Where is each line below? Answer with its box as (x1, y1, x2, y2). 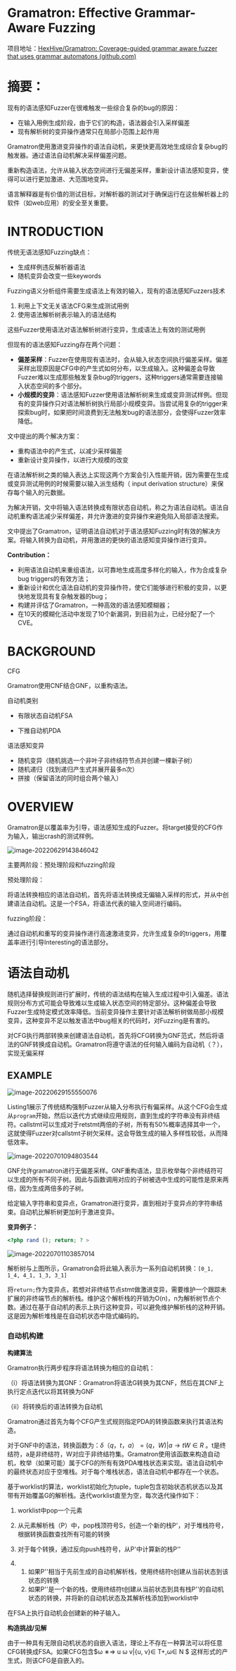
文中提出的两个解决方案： (7, 432, 81, 440)
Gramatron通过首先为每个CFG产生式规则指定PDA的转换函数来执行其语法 (7, 1417, 218, 1425)
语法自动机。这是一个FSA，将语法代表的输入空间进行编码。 (13, 899, 185, 908)
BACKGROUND (7, 644, 96, 659)
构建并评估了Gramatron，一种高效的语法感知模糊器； (17, 601, 172, 609)
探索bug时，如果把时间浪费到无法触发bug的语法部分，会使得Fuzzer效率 (17, 408, 226, 416)
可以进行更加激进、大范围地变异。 (13, 175, 112, 183)
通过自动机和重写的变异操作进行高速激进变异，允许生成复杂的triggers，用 (7, 929, 221, 937)
